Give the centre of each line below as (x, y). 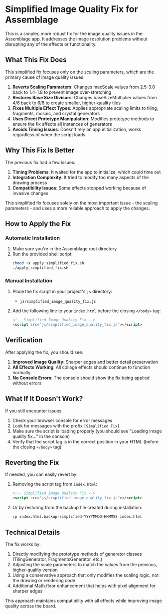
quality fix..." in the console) (41, 436)
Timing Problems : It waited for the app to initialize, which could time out (86, 172)
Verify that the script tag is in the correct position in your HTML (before (85, 441)
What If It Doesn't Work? (44, 399)
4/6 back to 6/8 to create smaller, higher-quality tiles (67, 103)
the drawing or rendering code (44, 580)
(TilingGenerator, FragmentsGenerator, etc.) (57, 559)
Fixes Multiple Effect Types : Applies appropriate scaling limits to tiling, (85, 108)
